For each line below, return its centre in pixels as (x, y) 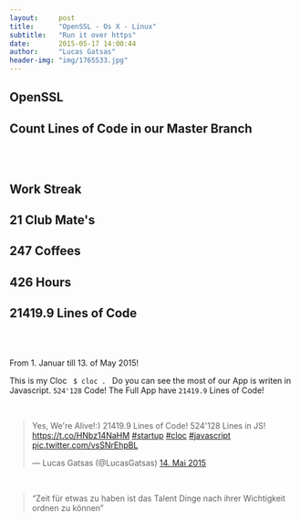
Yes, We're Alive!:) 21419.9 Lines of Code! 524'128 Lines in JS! (149, 425)
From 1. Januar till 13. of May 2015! (74, 363)
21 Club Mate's (52, 220)
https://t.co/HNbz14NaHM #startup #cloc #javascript (131, 435)
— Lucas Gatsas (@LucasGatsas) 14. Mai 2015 (119, 463)
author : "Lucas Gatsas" (63, 52)
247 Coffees (45, 251)
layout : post (42, 18)
